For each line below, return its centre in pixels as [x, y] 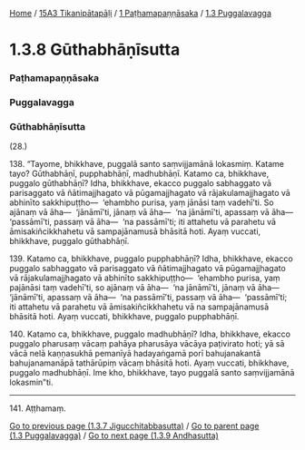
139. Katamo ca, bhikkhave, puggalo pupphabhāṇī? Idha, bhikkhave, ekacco [151, 259]
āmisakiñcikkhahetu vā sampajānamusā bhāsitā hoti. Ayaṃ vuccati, [135, 231]
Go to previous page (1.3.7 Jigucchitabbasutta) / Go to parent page [134, 426]
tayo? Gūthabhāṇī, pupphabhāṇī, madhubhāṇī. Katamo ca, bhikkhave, [139, 174]
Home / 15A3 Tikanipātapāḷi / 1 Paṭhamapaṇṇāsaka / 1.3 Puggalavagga [141, 13]
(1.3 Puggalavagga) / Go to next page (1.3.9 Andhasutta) [114, 435]
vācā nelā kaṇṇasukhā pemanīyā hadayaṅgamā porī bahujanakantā [135, 354]
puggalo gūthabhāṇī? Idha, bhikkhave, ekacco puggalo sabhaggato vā [141, 183]
